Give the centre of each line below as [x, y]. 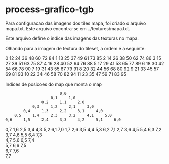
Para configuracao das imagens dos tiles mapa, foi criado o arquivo [76, 23]
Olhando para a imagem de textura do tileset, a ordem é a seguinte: [75, 48]
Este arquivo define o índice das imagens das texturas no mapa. [72, 38]
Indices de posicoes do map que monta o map [54, 84]
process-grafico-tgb [50, 9]
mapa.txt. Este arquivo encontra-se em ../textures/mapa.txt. [68, 28]
